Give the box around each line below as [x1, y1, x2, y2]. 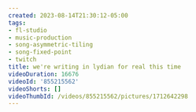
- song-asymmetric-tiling [8, 41, 93, 49]
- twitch [8, 56, 37, 64]
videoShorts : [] [8, 84, 61, 93]
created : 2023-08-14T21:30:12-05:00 [8, 11, 128, 20]
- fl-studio [8, 26, 47, 34]
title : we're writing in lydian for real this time [8, 63, 181, 71]
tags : [8, 19, 26, 27]
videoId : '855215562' [8, 77, 80, 85]
